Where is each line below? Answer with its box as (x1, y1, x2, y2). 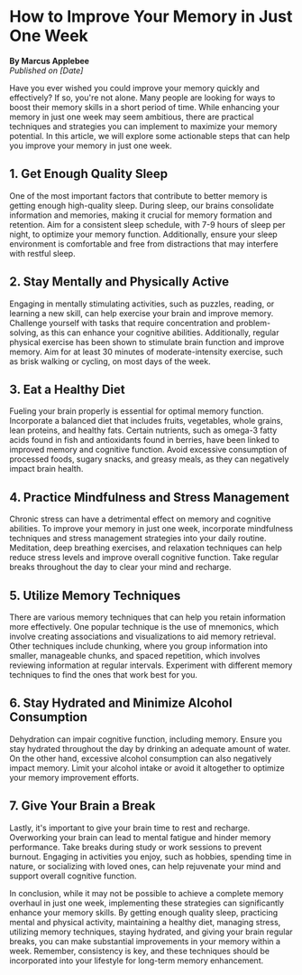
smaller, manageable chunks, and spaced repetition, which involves (9, 651, 261, 661)
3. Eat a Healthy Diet (9, 381, 125, 397)
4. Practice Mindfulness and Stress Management (9, 490, 290, 505)
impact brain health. (9, 464, 84, 474)
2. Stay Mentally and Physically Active (9, 274, 230, 290)
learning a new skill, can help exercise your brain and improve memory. (9, 307, 274, 318)
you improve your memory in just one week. (9, 140, 173, 151)
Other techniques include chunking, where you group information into (9, 641, 269, 652)
